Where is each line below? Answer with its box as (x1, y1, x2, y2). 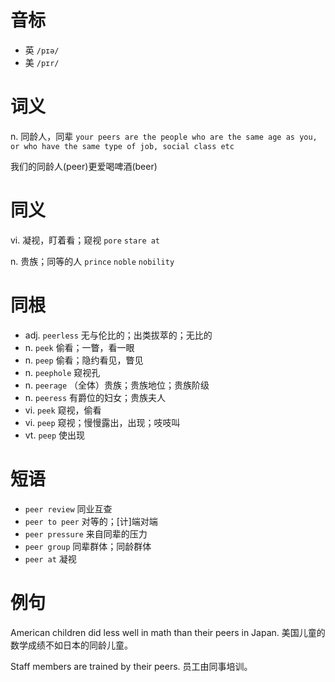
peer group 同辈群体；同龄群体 (24, 540, 152, 552)
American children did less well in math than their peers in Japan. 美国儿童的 (10, 626, 326, 638)
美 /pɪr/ (24, 56, 60, 68)
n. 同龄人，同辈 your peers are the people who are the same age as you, (10, 130, 318, 142)
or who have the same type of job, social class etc (10, 141, 235, 151)
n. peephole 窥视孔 (24, 366, 101, 378)
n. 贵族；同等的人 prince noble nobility (10, 255, 175, 267)
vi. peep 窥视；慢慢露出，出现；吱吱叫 (24, 416, 181, 428)
